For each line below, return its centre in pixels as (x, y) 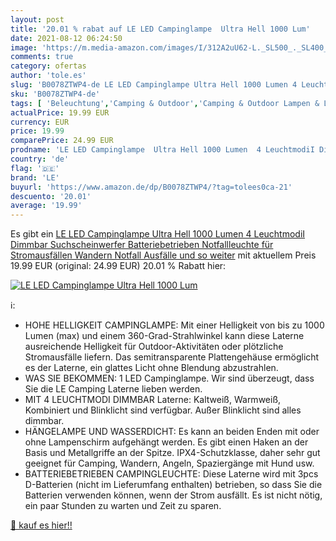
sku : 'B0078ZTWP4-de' (55, 94)
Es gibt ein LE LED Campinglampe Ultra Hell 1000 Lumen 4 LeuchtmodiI (158, 234)
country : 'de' (40, 159)
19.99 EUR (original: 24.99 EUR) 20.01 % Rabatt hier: (118, 266)
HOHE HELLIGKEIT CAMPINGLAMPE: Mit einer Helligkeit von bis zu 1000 (174, 325)
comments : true (42, 57)
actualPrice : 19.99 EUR (60, 112)
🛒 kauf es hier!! (41, 525)
